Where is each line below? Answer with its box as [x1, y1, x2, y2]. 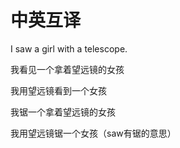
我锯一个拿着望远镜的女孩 [10, 106, 116, 118]
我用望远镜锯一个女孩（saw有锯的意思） [10, 127, 177, 139]
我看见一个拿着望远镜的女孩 [10, 63, 125, 75]
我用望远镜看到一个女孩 [10, 84, 107, 96]
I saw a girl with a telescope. [10, 42, 128, 55]
